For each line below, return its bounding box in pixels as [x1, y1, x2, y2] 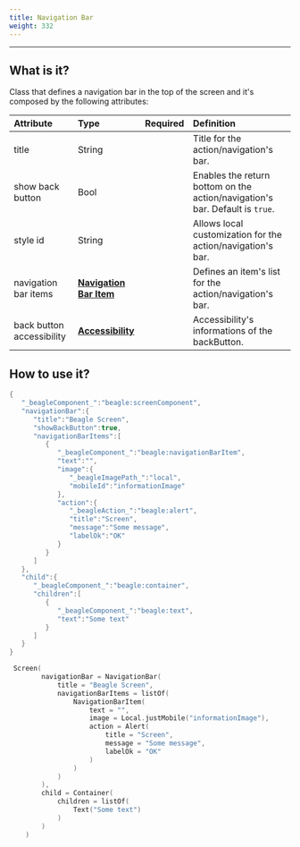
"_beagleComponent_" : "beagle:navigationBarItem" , [56, 448, 246, 457]
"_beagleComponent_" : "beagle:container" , [32, 581, 190, 590]
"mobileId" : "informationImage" [69, 481, 186, 490]
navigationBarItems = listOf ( [56, 689, 170, 698]
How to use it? [9, 366, 90, 381]
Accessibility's [193, 314, 254, 326]
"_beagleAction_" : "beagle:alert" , [69, 506, 198, 515]
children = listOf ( [56, 797, 129, 806]
